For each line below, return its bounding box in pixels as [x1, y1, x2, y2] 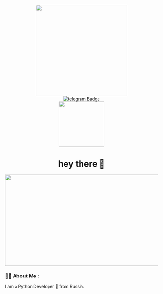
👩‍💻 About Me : [5, 272, 40, 279]
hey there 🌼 [58, 158, 105, 170]
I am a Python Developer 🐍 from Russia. [5, 284, 84, 290]
